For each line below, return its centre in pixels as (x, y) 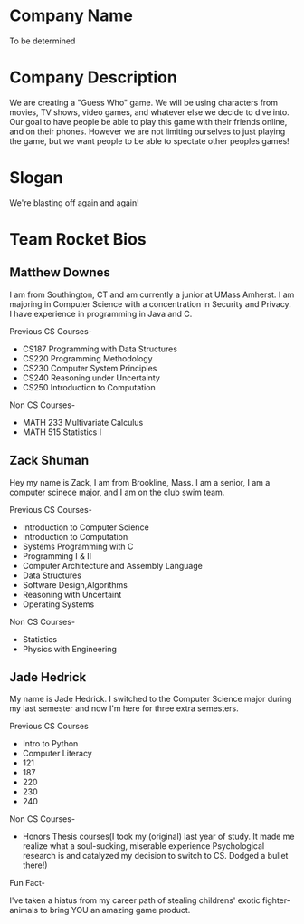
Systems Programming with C (78, 546)
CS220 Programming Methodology (87, 358)
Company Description (94, 77)
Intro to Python (50, 744)
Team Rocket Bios (78, 239)
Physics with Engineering (70, 649)
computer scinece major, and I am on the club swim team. (117, 492)
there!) (35, 865)
